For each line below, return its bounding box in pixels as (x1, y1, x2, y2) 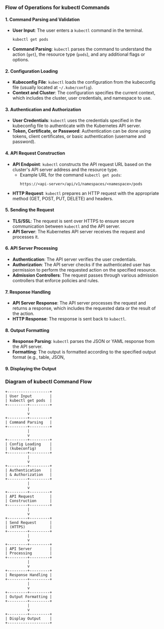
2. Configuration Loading (5, 68, 58, 74)
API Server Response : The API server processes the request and (12, 300, 146, 306)
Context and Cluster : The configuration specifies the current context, (12, 90, 156, 96)
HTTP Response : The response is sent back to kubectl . (12, 316, 127, 322)
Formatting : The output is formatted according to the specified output (12, 349, 156, 355)
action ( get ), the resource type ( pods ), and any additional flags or (12, 51, 146, 57)
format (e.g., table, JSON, (12, 354, 65, 360)
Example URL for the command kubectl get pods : (19, 171, 122, 178)
